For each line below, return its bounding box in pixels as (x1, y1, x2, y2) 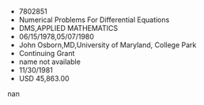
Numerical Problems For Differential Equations (18, 15, 170, 24)
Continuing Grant (18, 49, 75, 58)
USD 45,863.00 (18, 74, 70, 83)
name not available (18, 57, 81, 66)
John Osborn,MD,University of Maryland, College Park (18, 40, 197, 50)
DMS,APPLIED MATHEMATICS (18, 24, 119, 32)
